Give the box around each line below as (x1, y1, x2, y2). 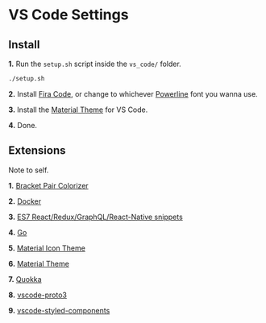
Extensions (8, 143, 66, 158)
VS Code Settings (8, 6, 129, 24)
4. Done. (8, 120, 38, 130)
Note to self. (8, 165, 49, 175)
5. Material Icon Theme (8, 243, 86, 253)
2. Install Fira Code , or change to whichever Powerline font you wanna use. (8, 89, 258, 98)
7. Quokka (8, 274, 42, 284)
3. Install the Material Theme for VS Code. (8, 105, 148, 114)
